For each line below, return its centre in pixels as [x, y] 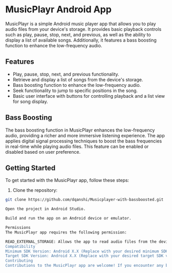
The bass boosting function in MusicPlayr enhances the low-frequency [80, 130]
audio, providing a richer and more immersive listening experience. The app [85, 135]
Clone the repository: [35, 190]
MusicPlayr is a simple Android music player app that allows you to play [81, 24]
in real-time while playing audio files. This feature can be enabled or [77, 146]
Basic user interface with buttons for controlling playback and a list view [89, 96]
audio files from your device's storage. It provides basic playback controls [83, 29]
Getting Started [30, 168]
